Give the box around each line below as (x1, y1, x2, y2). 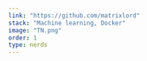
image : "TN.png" (8, 26, 62, 34)
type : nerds (8, 41, 48, 49)
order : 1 (8, 33, 37, 42)
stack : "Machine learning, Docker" (8, 19, 126, 27)
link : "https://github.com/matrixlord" (8, 11, 141, 20)
